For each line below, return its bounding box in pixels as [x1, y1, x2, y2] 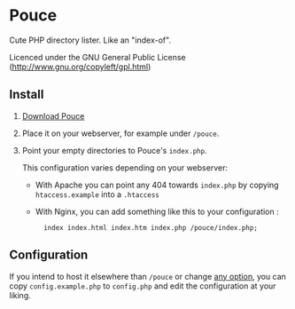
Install [9, 87, 44, 102]
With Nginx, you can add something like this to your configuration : [35, 206, 279, 217]
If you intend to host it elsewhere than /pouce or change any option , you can [9, 271, 286, 281]
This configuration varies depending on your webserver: [21, 162, 229, 173]
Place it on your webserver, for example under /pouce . [21, 128, 220, 139]
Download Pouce [21, 110, 85, 121]
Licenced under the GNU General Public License [9, 51, 186, 62]
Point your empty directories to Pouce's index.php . [21, 145, 207, 155]
